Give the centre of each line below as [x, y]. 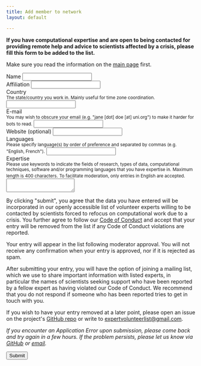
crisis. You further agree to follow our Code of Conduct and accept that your [100, 220]
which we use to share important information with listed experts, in [88, 275]
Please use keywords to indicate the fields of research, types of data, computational [93, 164]
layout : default [26, 17]
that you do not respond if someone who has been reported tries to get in [97, 294]
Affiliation [18, 84]
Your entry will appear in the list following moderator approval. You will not [98, 244]
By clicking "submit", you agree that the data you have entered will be [92, 200]
